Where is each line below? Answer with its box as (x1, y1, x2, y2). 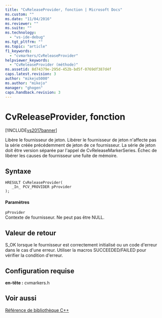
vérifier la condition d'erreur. (5, 252, 63, 258)
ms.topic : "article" (5, 44, 48, 49)
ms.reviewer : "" (5, 21, 39, 26)
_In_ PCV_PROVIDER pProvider (11, 185, 72, 190)
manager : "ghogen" (5, 85, 43, 90)
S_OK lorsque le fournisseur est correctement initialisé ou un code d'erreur (5, 242, 158, 248)
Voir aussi (5, 294, 37, 303)
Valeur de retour (5, 229, 56, 237)
